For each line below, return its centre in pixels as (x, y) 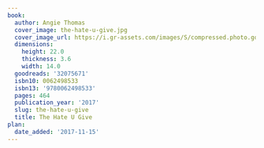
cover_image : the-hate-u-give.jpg (71, 30)
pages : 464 (32, 96)
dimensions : (34, 45)
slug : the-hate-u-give (52, 110)
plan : (16, 125)
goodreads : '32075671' (52, 74)
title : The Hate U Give (53, 117)
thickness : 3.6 (46, 60)
